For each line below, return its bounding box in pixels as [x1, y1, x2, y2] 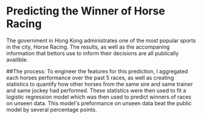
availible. [6, 56, 28, 63]
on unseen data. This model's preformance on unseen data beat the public [6, 99, 192, 106]
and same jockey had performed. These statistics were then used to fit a [6, 87, 186, 94]
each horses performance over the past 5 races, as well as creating [6, 74, 174, 81]
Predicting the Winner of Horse [6, 4, 165, 18]
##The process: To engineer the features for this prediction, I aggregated [6, 67, 188, 75]
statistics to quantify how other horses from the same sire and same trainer [6, 80, 193, 88]
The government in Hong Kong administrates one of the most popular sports [6, 37, 196, 44]
